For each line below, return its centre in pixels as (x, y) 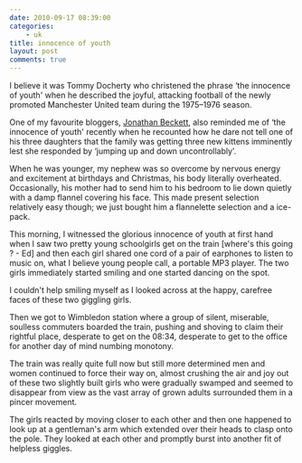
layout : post (34, 52)
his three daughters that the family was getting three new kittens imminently (151, 142)
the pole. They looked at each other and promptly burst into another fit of (146, 439)
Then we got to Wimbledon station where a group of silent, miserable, (139, 317)
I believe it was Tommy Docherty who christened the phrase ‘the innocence (150, 85)
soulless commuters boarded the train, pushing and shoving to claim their (146, 327)
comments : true (38, 60)
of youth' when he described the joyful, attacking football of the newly (140, 95)
